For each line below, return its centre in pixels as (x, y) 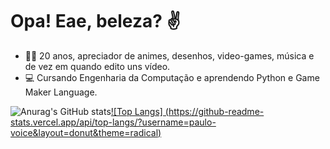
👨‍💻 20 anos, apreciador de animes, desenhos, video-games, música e (169, 55)
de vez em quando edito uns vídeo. (97, 66)
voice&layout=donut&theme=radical (84, 132)
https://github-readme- (216, 111)
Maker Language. (61, 92)
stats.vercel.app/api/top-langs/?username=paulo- (113, 122)
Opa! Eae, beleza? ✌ (95, 21)
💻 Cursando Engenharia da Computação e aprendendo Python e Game (172, 77)
